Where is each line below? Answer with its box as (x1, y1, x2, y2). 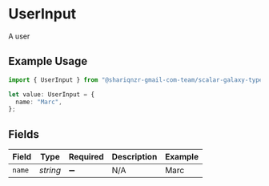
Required (68, 152, 104, 163)
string (38, 165, 62, 176)
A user (8, 31, 30, 41)
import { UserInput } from (8, 75, 98, 84)
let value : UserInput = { (8, 90, 94, 99)
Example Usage (8, 55, 88, 68)
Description (111, 152, 158, 163)
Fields (8, 127, 40, 141)
